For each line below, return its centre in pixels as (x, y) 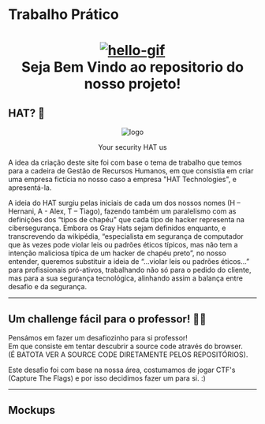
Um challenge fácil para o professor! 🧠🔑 (107, 319)
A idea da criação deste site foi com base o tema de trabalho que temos (125, 162)
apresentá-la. (30, 188)
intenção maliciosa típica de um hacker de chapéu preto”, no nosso (117, 253)
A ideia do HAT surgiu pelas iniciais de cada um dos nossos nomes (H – (124, 203)
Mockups (32, 410)
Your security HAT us (132, 147)
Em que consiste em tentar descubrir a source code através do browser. (125, 346)
